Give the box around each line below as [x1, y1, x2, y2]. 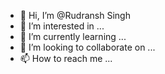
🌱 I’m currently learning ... [19, 31, 127, 42]
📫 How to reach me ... [19, 53, 113, 64]
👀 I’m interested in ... [19, 20, 105, 32]
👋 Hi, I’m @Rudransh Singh [19, 10, 131, 21]
